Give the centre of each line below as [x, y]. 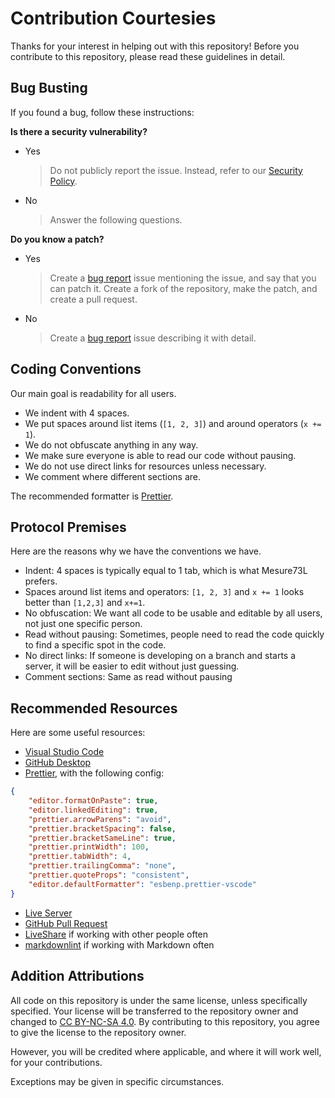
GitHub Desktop [58, 763]
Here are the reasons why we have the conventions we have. [136, 551]
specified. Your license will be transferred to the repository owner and [154, 1011]
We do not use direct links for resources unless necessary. [145, 466]
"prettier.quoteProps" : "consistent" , [109, 875]
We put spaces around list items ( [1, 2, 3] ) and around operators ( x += [173, 423]
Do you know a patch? [57, 239]
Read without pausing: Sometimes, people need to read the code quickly [174, 634]
